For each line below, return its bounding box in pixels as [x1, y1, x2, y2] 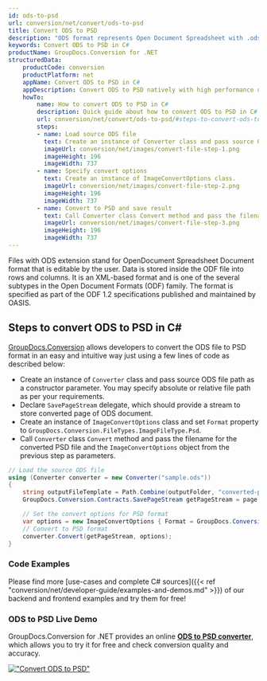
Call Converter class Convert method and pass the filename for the [19, 433, 238, 443]
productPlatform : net [22, 71, 94, 79]
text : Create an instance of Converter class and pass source [43, 137, 254, 146]
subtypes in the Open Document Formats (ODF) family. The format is [8, 280, 234, 291]
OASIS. [8, 298, 32, 307]
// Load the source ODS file [8, 466, 105, 474]
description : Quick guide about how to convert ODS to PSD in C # [37, 108, 258, 116]
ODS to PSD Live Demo [8, 613, 98, 624]
